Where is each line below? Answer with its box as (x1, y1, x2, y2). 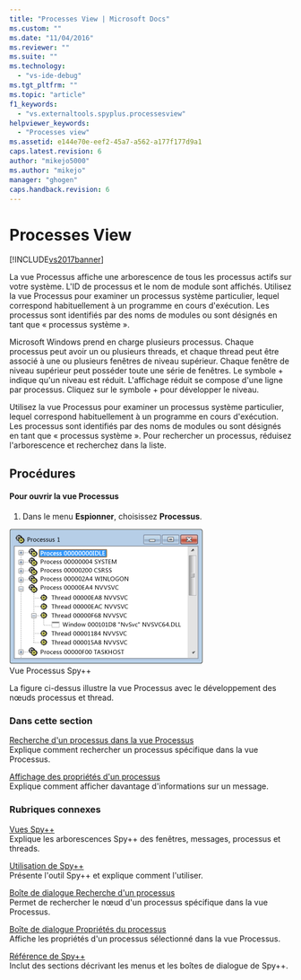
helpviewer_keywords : (9, 118, 90, 127)
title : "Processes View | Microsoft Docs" (9, 14, 170, 23)
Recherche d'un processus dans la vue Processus (9, 735, 194, 746)
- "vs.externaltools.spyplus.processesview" (17, 109, 186, 118)
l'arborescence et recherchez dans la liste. (9, 440, 168, 451)
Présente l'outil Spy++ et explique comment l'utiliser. (9, 870, 203, 880)
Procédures (9, 466, 76, 481)
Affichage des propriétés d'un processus (9, 772, 161, 783)
